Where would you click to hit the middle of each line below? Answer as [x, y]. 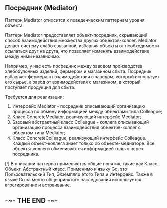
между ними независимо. [33, 56]
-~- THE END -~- [32, 200]
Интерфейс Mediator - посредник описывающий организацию [79, 106]
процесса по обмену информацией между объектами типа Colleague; [87, 111]
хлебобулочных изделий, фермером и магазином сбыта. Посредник [78, 71]
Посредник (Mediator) [41, 8]
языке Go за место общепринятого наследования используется [73, 179]
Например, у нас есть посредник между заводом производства [74, 66]
